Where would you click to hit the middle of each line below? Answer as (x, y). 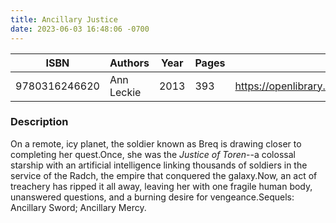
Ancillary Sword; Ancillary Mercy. (78, 207)
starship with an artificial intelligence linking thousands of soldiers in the (159, 165)
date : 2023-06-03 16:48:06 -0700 (80, 29)
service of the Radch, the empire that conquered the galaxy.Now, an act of (164, 175)
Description (39, 122)
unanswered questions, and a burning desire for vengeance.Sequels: (152, 197)
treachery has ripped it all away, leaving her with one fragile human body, (161, 186)
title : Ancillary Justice (64, 19)
